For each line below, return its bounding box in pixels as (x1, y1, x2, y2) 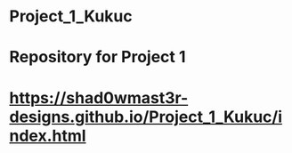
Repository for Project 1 (9, 47, 186, 68)
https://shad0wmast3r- (9, 87, 189, 108)
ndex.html (9, 125, 86, 146)
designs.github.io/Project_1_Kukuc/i (9, 107, 283, 126)
